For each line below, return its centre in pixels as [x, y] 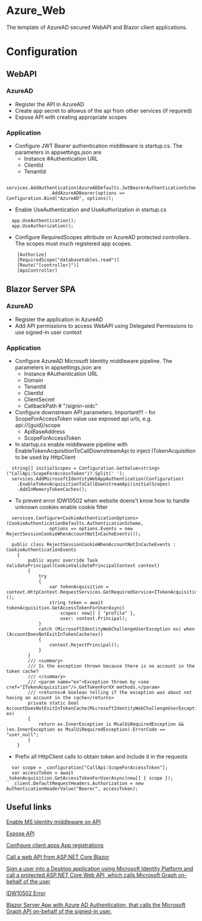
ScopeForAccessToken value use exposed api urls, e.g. [83, 419]
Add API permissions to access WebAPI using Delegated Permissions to [104, 326]
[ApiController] [38, 271]
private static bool [54, 703]
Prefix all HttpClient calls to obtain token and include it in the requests [101, 757]
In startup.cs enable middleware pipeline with [71, 444]
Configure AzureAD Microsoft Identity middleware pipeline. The [93, 361]
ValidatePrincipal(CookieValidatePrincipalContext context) [83, 566]
